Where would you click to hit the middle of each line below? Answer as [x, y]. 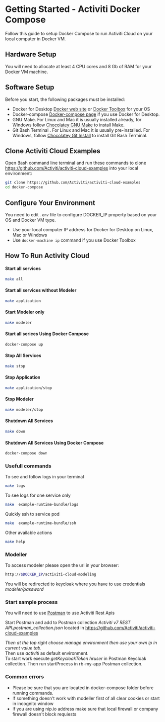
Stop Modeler [19, 399]
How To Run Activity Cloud [47, 256]
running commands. [33, 693]
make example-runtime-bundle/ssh [41, 523]
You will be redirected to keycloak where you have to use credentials [75, 584]
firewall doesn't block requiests [44, 714]
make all [14, 279]
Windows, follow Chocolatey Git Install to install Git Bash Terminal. [80, 135]
